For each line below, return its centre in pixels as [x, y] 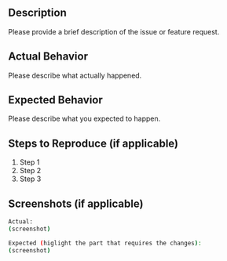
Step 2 [30, 171]
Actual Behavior [48, 57]
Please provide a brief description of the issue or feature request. [114, 31]
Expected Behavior [56, 100]
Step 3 [30, 179]
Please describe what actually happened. [75, 75]
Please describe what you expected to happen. [84, 119]
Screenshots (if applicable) [76, 203]
